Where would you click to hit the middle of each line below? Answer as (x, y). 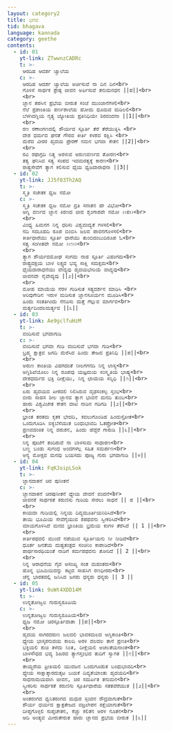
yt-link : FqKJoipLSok (50, 468)
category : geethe (32, 39)
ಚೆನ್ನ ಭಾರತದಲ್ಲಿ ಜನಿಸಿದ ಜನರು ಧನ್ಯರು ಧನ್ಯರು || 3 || (78, 577)
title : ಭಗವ (23, 20)
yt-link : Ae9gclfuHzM (50, 321)
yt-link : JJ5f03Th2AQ (50, 180)
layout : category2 (33, 13)
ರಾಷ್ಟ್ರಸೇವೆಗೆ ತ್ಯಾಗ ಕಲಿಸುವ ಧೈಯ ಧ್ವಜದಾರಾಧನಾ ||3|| (76, 167)
